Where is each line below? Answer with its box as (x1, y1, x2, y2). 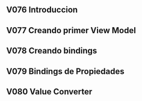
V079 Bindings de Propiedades (6, 66, 125, 76)
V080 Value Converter (6, 87, 93, 97)
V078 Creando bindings (6, 46, 97, 56)
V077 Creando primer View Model (6, 25, 137, 35)
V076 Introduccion (6, 5, 78, 15)
